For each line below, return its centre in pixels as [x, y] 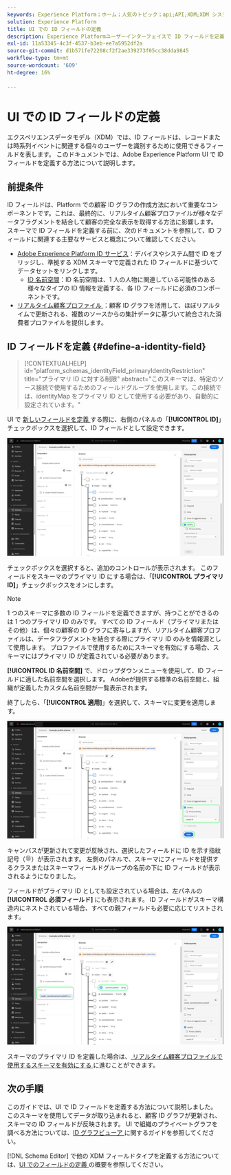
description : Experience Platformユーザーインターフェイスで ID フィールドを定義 [116, 36]
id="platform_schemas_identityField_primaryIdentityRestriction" [114, 371]
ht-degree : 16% [29, 72]
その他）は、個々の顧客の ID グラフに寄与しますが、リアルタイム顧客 [105, 630]
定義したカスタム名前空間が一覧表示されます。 [85, 688]
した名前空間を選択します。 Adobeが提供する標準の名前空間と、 [122, 679]
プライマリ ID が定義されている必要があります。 [104, 656]
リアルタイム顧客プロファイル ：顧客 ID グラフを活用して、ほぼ [107, 306]
